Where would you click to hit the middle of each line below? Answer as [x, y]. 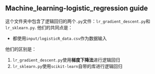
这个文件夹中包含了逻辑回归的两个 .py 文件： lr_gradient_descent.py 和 [78, 21]
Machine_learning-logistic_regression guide [76, 8]
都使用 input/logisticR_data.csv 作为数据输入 [60, 38]
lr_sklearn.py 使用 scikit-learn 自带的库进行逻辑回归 [67, 66]
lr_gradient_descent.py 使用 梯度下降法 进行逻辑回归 [66, 60]
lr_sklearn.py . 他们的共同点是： [39, 27]
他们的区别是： [21, 49]
